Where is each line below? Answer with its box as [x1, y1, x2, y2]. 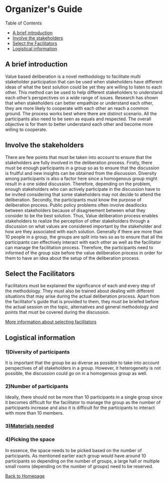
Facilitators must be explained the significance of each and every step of [5, 283, 155, 289]
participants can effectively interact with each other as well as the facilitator [5, 239, 161, 245]
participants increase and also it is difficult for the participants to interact [5, 405, 155, 411]
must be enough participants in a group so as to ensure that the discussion [5, 165, 159, 171]
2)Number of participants [5, 383, 68, 390]
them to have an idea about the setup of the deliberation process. [5, 255, 140, 261]
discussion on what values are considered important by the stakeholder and [5, 223, 161, 229]
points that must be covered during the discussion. [5, 309, 110, 315]
